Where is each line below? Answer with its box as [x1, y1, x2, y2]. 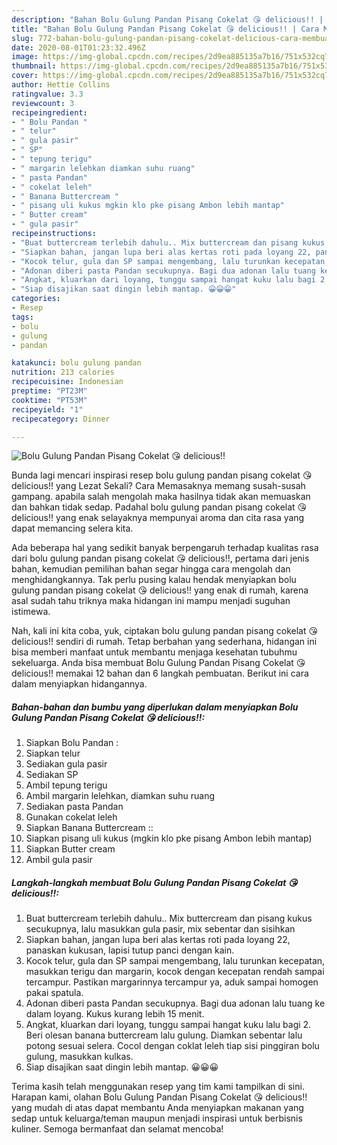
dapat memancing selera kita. [11, 522, 134, 535]
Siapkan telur [25, 747, 81, 760]
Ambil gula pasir [25, 854, 93, 866]
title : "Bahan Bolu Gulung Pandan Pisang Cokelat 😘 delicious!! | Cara [11, 24, 320, 34]
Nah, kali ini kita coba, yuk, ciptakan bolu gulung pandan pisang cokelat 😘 [11, 625, 319, 637]
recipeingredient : [11, 107, 88, 118]
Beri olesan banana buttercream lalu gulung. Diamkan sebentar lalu [25, 1029, 303, 1041]
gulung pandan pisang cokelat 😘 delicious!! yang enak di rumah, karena [11, 584, 309, 596]
